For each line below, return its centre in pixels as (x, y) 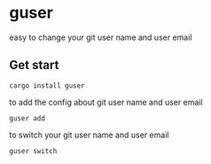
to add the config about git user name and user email (106, 102)
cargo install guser (47, 86)
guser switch (33, 151)
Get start (34, 65)
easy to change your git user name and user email (101, 37)
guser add (27, 118)
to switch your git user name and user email (89, 135)
